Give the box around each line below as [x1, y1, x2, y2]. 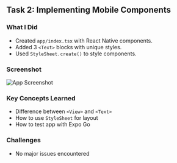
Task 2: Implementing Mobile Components [6, 5, 171, 15]
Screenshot [6, 65, 42, 74]
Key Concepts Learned [6, 94, 76, 102]
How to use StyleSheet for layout [15, 114, 99, 122]
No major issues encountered [15, 150, 90, 157]
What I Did [6, 23, 38, 32]
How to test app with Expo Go [15, 121, 90, 128]
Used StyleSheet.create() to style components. [15, 50, 137, 57]
